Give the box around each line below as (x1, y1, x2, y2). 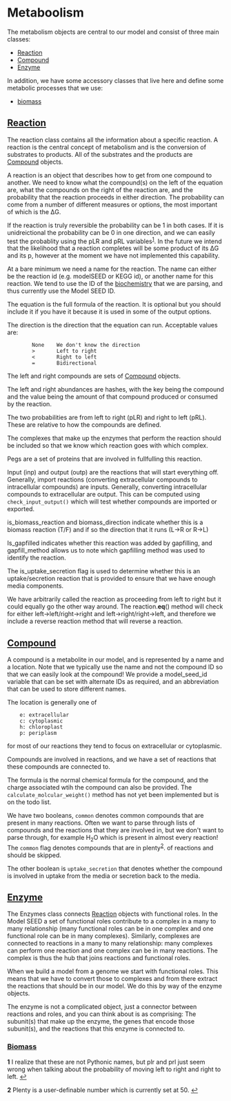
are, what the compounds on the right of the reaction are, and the (7, 185, 193, 194)
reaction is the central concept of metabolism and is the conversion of (7, 143, 207, 151)
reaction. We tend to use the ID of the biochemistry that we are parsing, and (7, 280, 223, 288)
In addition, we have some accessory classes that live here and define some (7, 76, 224, 84)
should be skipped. (7, 851, 62, 859)
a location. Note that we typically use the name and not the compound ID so (7, 663, 223, 671)
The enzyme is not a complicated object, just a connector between (7, 1003, 197, 1011)
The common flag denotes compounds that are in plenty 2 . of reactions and (7, 843, 214, 852)
